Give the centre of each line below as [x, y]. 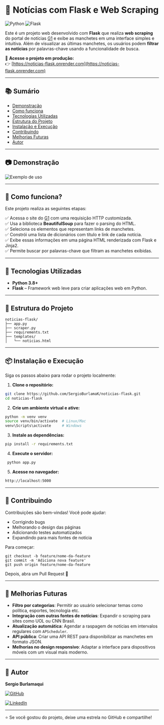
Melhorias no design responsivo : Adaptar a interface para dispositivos [84, 647]
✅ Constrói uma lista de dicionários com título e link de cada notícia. [74, 235]
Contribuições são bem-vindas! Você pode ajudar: [56, 512]
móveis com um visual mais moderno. [50, 652]
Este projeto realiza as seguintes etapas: [46, 209]
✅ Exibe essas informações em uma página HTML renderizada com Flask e [81, 240]
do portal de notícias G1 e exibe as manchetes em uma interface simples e [80, 38]
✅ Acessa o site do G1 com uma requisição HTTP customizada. [69, 218]
